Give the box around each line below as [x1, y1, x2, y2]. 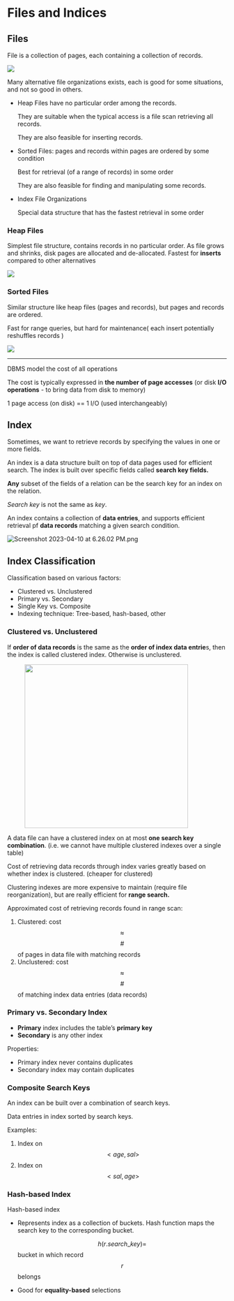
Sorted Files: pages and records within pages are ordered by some [17, 147, 210, 155]
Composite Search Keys [7, 1082, 91, 1092]
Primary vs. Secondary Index [7, 1008, 108, 1017]
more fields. [7, 445, 42, 453]
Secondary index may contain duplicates [17, 1065, 134, 1073]
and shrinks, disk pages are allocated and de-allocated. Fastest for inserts [7, 249, 221, 258]
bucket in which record [17, 1251, 84, 1259]
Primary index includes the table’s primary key [17, 1023, 153, 1031]
